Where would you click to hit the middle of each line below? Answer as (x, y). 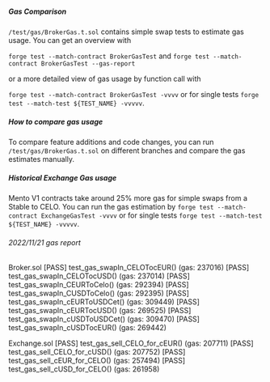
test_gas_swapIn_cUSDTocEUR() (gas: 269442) (88, 328)
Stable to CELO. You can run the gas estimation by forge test (111, 206)
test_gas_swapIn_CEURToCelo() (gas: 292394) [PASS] (99, 285)
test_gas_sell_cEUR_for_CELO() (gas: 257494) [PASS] (97, 361)
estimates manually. (42, 159)
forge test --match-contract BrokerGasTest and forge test (109, 56)
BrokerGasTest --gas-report (88, 64)
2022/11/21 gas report (44, 242)
